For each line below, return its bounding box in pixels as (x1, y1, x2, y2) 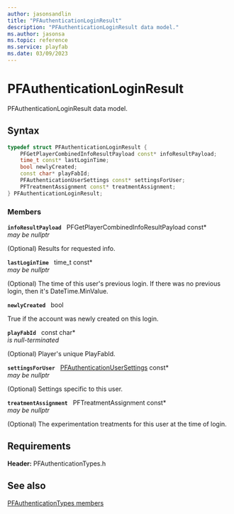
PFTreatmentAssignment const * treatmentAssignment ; (20, 183, 176, 191)
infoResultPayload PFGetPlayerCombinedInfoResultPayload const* (7, 223, 207, 231)
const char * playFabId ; (20, 170, 91, 178)
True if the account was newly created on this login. (7, 314, 159, 323)
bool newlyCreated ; (20, 164, 78, 171)
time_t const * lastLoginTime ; (20, 157, 110, 164)
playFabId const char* (7, 328, 76, 336)
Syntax (7, 125, 40, 137)
